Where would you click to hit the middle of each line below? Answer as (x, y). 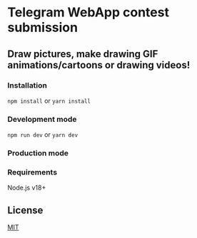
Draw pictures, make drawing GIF (83, 54)
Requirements (32, 172)
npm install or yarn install (49, 100)
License (25, 210)
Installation (27, 85)
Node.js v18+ (27, 188)
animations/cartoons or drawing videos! (99, 65)
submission (43, 27)
